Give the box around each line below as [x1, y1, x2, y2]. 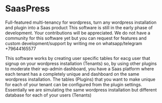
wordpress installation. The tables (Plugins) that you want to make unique [5, 76, 156, 82]
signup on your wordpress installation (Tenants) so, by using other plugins [5, 60, 157, 66]
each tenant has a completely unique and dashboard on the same [5, 71, 140, 77]
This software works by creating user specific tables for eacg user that [5, 55, 151, 61]
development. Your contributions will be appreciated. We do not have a [5, 30, 151, 36]
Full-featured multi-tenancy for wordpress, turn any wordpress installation [5, 19, 157, 25]
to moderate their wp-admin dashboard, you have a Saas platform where [5, 65, 154, 72]
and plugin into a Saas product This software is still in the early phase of [5, 24, 153, 30]
